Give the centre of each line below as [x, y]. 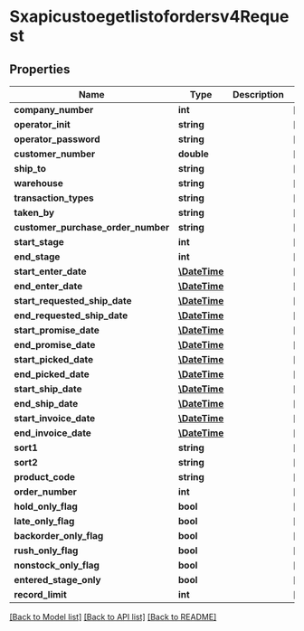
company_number [54, 110]
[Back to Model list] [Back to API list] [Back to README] [113, 617]
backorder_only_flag [59, 536]
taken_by [34, 212]
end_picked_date [52, 374]
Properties [40, 69]
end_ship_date [46, 404]
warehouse [38, 183]
